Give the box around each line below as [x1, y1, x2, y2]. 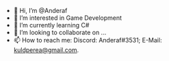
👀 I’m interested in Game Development [13, 14, 122, 22]
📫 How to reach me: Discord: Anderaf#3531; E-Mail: [13, 36, 162, 44]
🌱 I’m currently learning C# [13, 21, 90, 29]
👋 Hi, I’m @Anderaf [13, 7, 68, 14]
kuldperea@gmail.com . [13, 46, 79, 54]
